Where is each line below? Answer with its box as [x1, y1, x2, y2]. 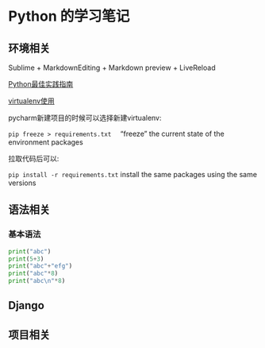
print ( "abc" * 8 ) [8, 269, 59, 278]
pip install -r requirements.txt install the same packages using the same [8, 170, 258, 179]
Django [8, 299, 45, 312]
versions [8, 178, 36, 188]
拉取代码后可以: [8, 154, 60, 163]
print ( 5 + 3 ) [8, 255, 44, 263]
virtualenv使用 [8, 96, 55, 106]
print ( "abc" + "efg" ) [8, 262, 73, 270]
